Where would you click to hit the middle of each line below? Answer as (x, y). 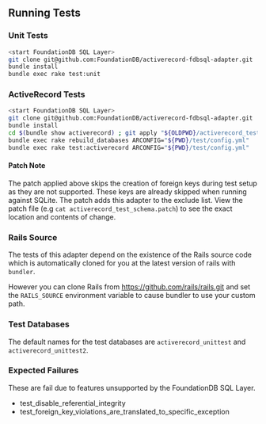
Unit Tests (28, 36)
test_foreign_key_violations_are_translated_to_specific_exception (124, 411)
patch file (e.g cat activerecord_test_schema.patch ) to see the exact (120, 208)
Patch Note (27, 166)
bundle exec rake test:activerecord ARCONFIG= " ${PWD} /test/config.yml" (129, 147)
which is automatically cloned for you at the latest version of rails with (122, 263)
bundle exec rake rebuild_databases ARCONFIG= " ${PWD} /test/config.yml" (129, 140)
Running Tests (44, 13)
